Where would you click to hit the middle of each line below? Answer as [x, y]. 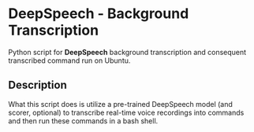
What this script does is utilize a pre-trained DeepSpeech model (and [120, 104]
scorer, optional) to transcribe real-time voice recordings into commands [126, 112]
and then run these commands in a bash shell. [83, 121]
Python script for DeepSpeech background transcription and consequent [127, 52]
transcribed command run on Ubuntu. [69, 60]
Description [37, 85]
